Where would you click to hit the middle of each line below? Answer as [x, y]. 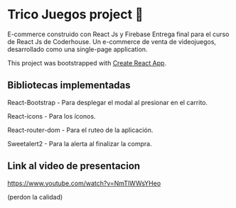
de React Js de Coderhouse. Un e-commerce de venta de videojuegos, [112, 41]
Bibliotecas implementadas [69, 86]
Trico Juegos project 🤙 [75, 15]
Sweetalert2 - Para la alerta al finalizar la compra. [80, 143]
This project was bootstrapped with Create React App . [87, 62]
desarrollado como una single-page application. [77, 49]
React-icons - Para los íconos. [52, 116]
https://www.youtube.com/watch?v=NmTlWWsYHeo [84, 183]
